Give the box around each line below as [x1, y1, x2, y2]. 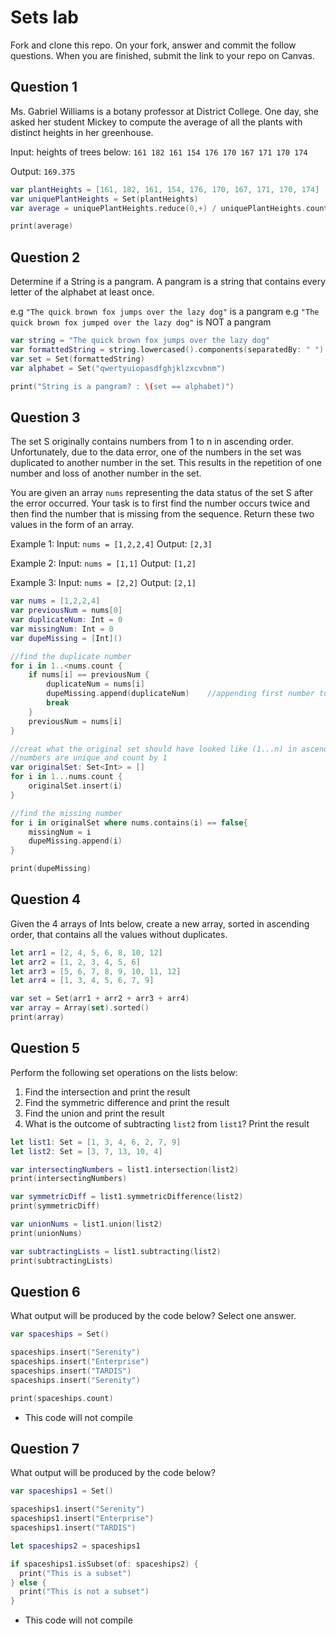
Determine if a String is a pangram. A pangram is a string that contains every [10, 276, 326, 288]
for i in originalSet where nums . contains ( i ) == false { [10, 817, 248, 828]
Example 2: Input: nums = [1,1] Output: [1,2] [10, 557, 197, 570]
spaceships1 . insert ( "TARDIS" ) [10, 1523, 137, 1533]
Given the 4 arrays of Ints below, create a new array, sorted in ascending [10, 917, 310, 930]
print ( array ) [10, 1012, 65, 1023]
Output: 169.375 [10, 165, 76, 177]
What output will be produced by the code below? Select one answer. [10, 1310, 297, 1322]
